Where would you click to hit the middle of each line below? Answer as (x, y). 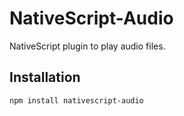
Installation (45, 77)
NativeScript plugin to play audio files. (87, 46)
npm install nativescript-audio (76, 100)
